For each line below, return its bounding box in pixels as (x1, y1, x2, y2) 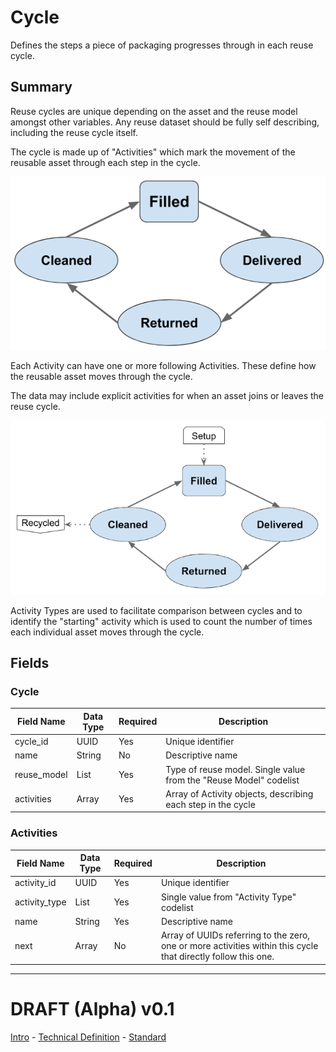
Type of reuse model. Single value (165, 763, 306, 775)
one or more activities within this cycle (160, 940, 319, 952)
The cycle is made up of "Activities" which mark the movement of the (10, 146, 296, 158)
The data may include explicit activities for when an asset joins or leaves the (10, 389, 325, 401)
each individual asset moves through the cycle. (10, 626, 205, 638)
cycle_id (14, 736, 49, 748)
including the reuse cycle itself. (10, 126, 139, 138)
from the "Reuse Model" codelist (165, 774, 300, 786)
